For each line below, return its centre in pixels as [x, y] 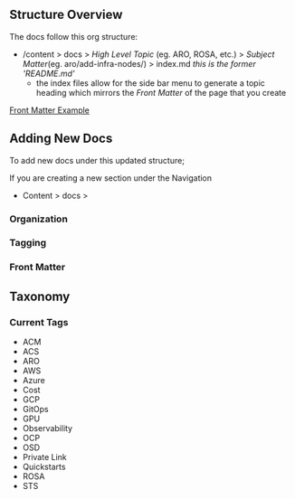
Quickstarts [44, 467]
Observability [48, 428]
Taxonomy [40, 296]
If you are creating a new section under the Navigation [111, 178]
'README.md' [48, 73]
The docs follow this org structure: [74, 36]
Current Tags [39, 322]
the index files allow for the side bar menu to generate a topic [150, 83]
